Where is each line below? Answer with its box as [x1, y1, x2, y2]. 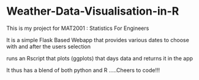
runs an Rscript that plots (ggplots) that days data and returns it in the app [6, 54, 193, 62]
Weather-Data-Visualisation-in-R [6, 4, 179, 18]
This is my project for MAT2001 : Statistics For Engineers [6, 24, 149, 32]
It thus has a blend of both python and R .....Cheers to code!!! [6, 66, 160, 74]
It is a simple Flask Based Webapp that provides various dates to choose [6, 36, 190, 43]
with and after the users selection [6, 43, 91, 50]
